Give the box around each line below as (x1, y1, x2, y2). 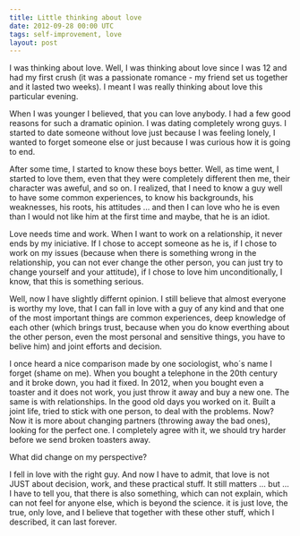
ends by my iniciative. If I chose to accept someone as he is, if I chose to (9, 238, 278, 249)
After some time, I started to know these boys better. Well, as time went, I (9, 164, 279, 174)
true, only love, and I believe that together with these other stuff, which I (9, 507, 275, 518)
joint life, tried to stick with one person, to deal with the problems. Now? (9, 406, 275, 417)
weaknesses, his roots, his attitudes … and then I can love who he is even (9, 202, 280, 213)
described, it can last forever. (9, 516, 117, 528)
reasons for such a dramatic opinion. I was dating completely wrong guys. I (9, 118, 287, 129)
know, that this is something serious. (9, 277, 144, 287)
